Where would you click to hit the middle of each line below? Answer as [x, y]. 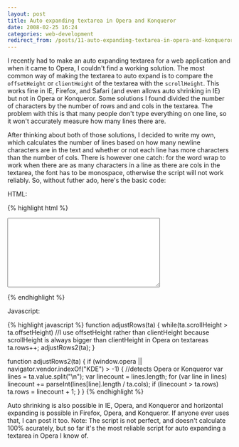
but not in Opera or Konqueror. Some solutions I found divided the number [116, 99]
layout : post [27, 14]
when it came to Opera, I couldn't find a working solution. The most [106, 68]
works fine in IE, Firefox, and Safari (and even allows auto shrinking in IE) [114, 91]
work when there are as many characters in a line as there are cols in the [114, 165]
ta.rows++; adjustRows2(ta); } [51, 348]
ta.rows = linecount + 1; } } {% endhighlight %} [76, 391]
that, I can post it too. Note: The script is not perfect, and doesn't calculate [117, 421]
